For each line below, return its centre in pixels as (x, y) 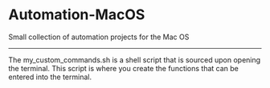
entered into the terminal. (50, 77)
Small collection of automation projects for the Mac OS (99, 37)
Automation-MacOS (77, 15)
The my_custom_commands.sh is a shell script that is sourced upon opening (135, 60)
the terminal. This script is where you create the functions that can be (124, 68)
